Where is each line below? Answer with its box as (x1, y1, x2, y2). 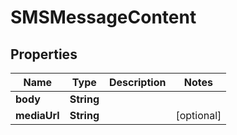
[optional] (175, 109, 222, 122)
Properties (10, 46, 78, 63)
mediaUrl (15, 109, 60, 122)
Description (108, 76, 167, 89)
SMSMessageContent (10, 6, 197, 29)
